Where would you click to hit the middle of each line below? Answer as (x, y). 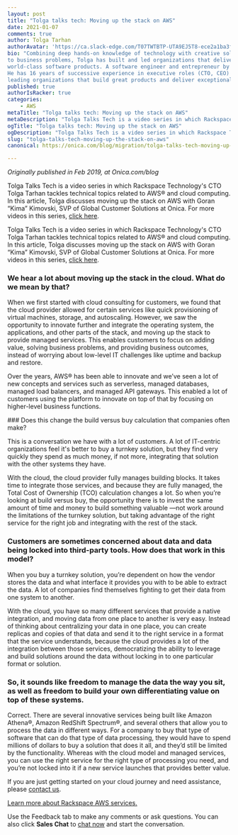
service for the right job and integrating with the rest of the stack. (103, 523)
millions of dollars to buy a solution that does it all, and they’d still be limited (117, 746)
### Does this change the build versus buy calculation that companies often (119, 420)
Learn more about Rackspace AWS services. (73, 803)
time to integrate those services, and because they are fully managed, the (115, 486)
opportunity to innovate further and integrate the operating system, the (111, 325)
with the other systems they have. (57, 464)
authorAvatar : (28, 47)
